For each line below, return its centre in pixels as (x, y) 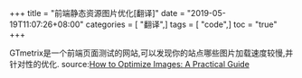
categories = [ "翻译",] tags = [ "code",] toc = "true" (181, 24)
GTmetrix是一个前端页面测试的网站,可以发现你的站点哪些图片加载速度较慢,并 (151, 53)
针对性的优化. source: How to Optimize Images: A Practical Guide (130, 64)
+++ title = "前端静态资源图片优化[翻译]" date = (97, 13)
